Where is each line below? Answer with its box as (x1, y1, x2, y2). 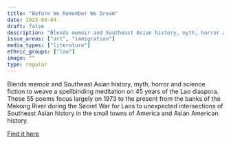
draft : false (7, 23, 45, 29)
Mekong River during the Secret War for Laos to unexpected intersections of (7, 101, 223, 110)
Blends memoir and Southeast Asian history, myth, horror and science (7, 80, 206, 88)
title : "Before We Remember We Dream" (7, 10, 118, 17)
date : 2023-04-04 (7, 16, 57, 23)
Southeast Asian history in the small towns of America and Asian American (7, 109, 219, 117)
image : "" (7, 55, 36, 62)
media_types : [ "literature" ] (7, 42, 91, 49)
